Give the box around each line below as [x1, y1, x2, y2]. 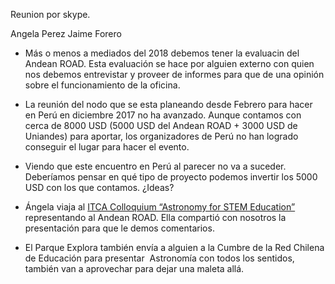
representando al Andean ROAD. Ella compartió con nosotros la [24, 212, 287, 223]
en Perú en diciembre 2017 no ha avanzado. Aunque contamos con [24, 109, 302, 121]
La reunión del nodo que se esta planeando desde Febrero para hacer [24, 99, 313, 110]
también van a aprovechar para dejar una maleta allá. [24, 263, 245, 274]
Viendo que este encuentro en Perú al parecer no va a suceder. [24, 160, 287, 172]
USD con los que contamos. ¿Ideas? [24, 182, 175, 193]
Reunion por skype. [10, 9, 91, 20]
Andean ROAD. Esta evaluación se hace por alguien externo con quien [24, 58, 315, 69]
